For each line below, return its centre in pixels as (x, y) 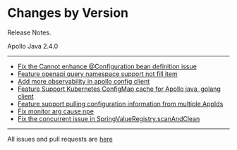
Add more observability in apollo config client (84, 81)
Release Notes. (29, 32)
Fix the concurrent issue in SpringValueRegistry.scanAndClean (109, 118)
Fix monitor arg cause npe (55, 111)
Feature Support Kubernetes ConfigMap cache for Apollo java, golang (119, 89)
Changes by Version (68, 13)
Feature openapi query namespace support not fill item (97, 74)
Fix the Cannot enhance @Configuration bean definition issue (107, 66)
